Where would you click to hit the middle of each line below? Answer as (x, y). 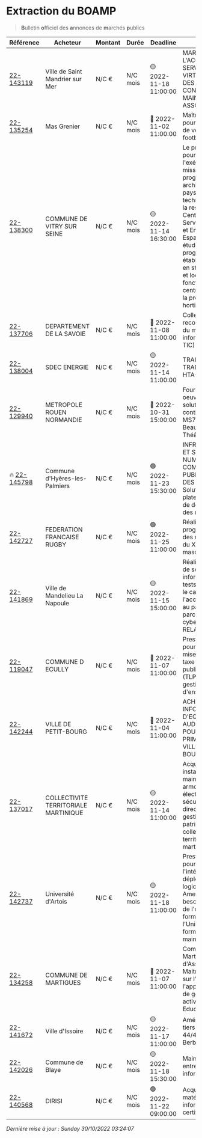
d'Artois (56, 901)
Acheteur (68, 42)
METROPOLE (64, 405)
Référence (24, 42)
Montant (108, 42)
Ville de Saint (63, 72)
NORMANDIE (63, 420)
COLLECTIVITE (66, 798)
